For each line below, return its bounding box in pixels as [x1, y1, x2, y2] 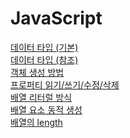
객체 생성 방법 [10, 66, 65, 78]
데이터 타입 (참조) [10, 53, 79, 66]
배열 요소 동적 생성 [10, 103, 83, 116]
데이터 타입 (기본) [10, 41, 79, 53]
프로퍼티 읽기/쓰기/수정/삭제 [10, 78, 120, 91]
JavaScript [10, 7, 103, 30]
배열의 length [10, 116, 63, 128]
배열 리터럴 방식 [10, 91, 73, 103]
